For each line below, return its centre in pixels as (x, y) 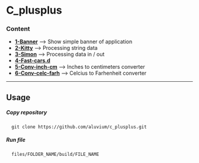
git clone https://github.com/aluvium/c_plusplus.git (79, 127)
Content (18, 29)
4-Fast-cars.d (32, 60)
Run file (16, 140)
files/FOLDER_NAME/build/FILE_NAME (55, 154)
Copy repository (27, 113)
